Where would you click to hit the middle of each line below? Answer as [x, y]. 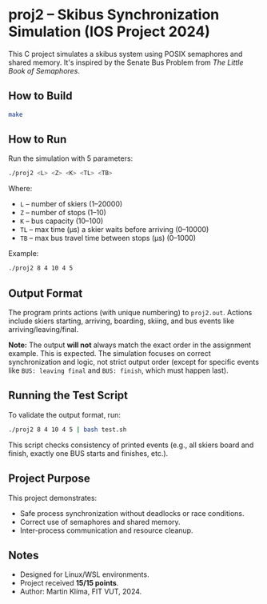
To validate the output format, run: [65, 414]
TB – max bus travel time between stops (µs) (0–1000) [108, 238]
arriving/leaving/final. [43, 329]
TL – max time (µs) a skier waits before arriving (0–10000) [114, 230]
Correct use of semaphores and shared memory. [100, 522]
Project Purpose [49, 479]
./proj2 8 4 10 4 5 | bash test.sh [68, 430]
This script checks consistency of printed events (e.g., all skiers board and [131, 445]
